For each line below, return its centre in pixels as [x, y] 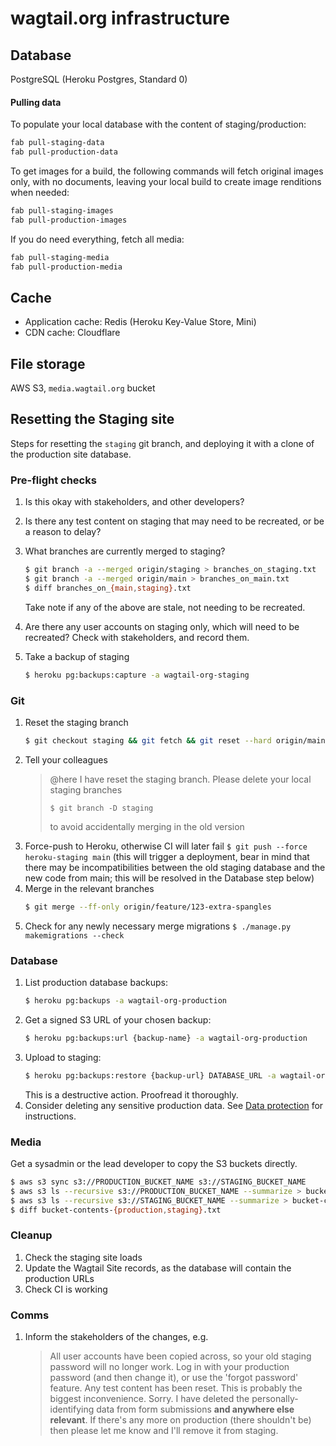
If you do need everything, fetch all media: [97, 239]
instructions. [50, 1116]
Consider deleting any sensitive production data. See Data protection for [174, 1105]
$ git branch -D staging [101, 808]
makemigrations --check [74, 935]
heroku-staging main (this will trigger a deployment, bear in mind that [167, 856]
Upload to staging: [63, 1057]
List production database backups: [96, 983]
